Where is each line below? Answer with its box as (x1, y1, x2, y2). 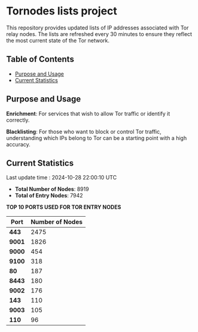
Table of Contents (6, 54, 75, 64)
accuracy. (6, 140, 31, 148)
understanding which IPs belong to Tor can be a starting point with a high (6, 134, 187, 142)
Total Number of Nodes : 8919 (14, 186, 89, 193)
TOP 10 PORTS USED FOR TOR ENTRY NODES (6, 204, 121, 211)
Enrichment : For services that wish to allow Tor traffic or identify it (6, 110, 170, 117)
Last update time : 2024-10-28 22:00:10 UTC (6, 174, 117, 181)
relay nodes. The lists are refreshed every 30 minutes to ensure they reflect (6, 30, 193, 37)
